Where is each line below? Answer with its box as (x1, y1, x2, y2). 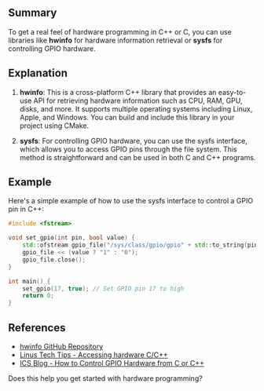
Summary (8, 6, 57, 20)
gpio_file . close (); (22, 255, 86, 264)
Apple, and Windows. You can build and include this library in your (19, 112, 235, 122)
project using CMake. (19, 121, 90, 130)
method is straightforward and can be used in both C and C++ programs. (19, 152, 256, 162)
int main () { (8, 277, 51, 285)
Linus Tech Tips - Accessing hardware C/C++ (19, 350, 169, 360)
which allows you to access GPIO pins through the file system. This (19, 144, 237, 154)
